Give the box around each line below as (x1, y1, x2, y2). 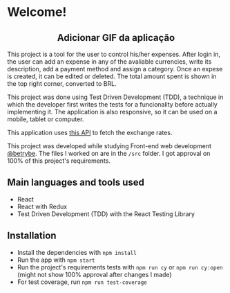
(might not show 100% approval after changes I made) (17, 270, 172, 278)
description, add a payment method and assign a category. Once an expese (7, 65, 223, 73)
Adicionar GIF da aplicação (57, 32, 175, 44)
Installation (7, 230, 57, 242)
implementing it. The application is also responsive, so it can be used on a (7, 108, 218, 116)
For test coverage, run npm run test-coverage (17, 278, 147, 286)
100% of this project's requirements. (7, 157, 111, 165)
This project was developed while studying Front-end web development (7, 142, 212, 150)
